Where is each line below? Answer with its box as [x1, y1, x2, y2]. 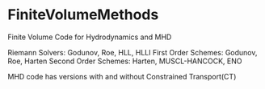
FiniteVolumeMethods [7, 6, 159, 24]
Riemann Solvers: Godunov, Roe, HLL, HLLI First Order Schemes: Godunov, [7, 47, 258, 57]
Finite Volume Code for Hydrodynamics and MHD [7, 32, 172, 42]
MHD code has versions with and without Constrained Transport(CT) [7, 71, 237, 81]
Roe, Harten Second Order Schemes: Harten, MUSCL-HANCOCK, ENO [7, 56, 242, 66]
